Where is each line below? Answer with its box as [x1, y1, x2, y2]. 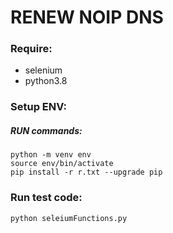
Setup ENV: [10, 100, 67, 114]
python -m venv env [10, 150, 92, 160]
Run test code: [10, 191, 83, 205]
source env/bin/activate [10, 159, 114, 169]
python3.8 [24, 75, 68, 87]
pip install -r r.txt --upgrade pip [10, 167, 163, 178]
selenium [24, 64, 63, 76]
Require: [10, 42, 53, 56]
